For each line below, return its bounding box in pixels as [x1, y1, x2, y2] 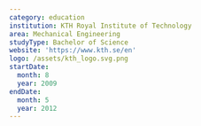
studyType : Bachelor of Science [9, 37, 128, 47]
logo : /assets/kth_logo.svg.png [9, 54, 128, 63]
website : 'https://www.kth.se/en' [9, 46, 137, 55]
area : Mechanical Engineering [9, 29, 121, 38]
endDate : [9, 87, 42, 96]
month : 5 [17, 95, 50, 105]
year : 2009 [17, 79, 58, 88]
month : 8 [17, 71, 50, 80]
